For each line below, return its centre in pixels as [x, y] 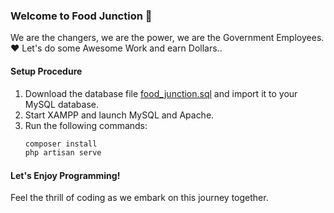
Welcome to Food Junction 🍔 [81, 16]
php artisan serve [63, 153]
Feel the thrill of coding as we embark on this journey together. [139, 198]
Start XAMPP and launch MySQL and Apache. [119, 115]
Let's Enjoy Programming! [65, 175]
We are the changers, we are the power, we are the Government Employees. [167, 38]
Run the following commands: [86, 125]
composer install [61, 144]
